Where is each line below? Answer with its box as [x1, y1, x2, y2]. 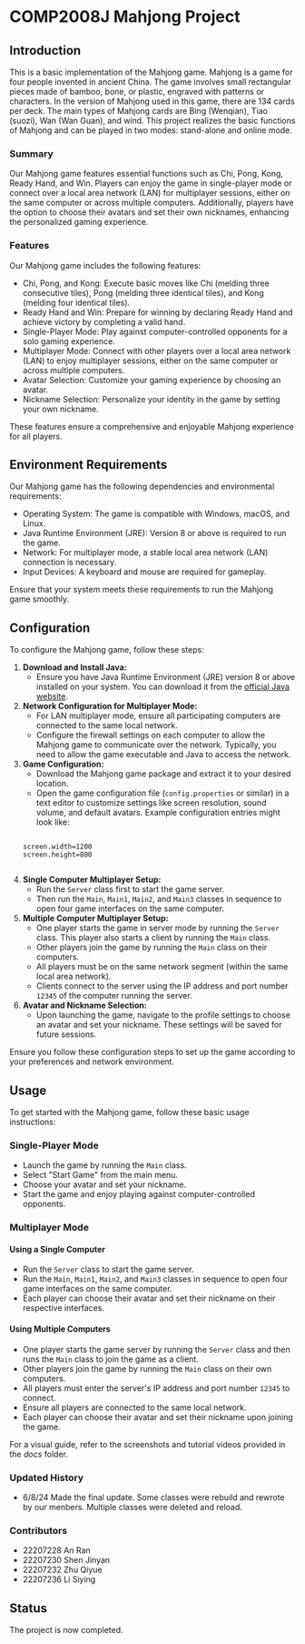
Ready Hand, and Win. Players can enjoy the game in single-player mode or [9, 178, 292, 188]
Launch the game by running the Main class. [22, 1160, 188, 1171]
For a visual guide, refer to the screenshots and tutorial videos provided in [9, 1438, 286, 1449]
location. [35, 778, 70, 789]
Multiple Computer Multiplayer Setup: [22, 913, 169, 924]
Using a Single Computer [9, 1243, 106, 1254]
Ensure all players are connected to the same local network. [22, 1402, 247, 1413]
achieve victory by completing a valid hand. [22, 316, 186, 327]
